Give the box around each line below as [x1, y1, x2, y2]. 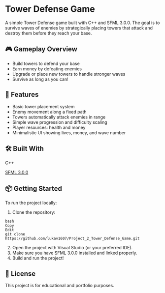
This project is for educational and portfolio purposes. [5, 283, 114, 288]
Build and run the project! [12, 255, 64, 261]
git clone [5, 232, 26, 237]
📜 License [5, 269, 36, 278]
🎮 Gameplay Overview [5, 45, 78, 54]
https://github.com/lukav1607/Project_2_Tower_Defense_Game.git [5, 236, 140, 241]
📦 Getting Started [5, 184, 63, 193]
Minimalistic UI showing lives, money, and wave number [12, 129, 126, 136]
